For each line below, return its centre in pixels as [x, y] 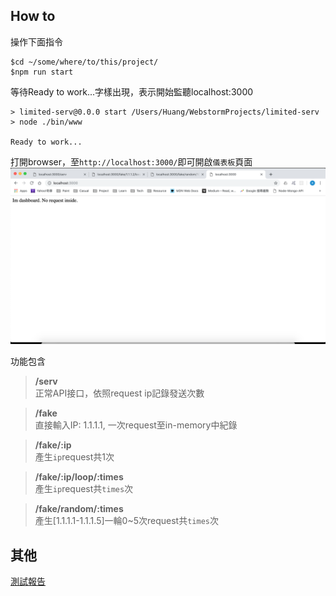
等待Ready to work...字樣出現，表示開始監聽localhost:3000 [132, 91]
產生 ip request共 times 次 [84, 489]
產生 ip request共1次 [74, 457]
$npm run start [42, 72]
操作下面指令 [36, 41]
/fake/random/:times [79, 509]
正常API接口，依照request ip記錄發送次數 [119, 393]
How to [33, 16]
